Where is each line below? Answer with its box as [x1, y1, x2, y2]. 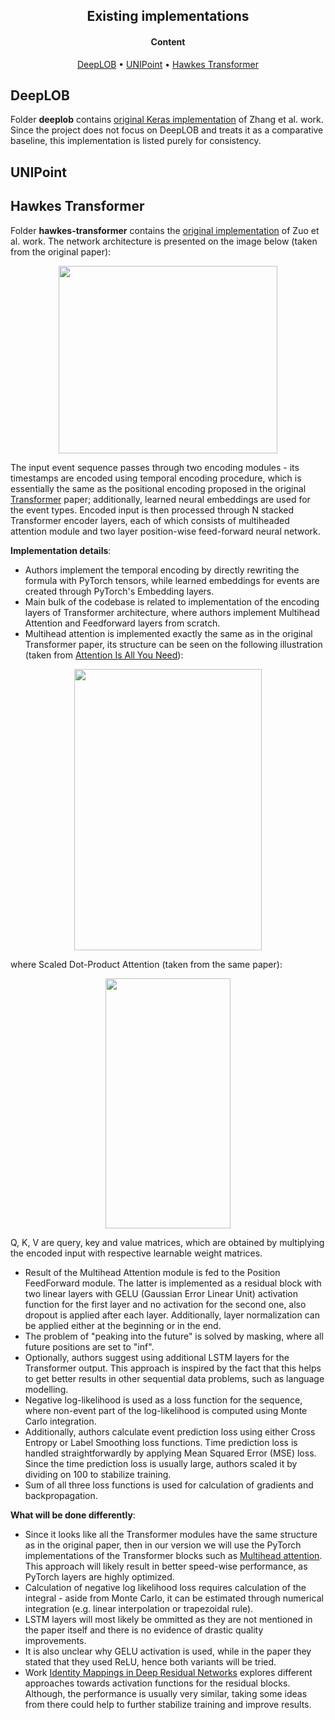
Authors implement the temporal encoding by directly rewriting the [24, 564, 300, 576]
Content [150, 35, 186, 48]
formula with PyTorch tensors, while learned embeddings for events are [24, 574, 320, 586]
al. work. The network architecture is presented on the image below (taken [10, 235, 318, 247]
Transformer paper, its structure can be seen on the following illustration [24, 638, 323, 650]
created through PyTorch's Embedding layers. [24, 585, 215, 597]
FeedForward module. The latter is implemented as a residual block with [24, 1277, 322, 1289]
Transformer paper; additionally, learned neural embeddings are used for [10, 493, 311, 505]
